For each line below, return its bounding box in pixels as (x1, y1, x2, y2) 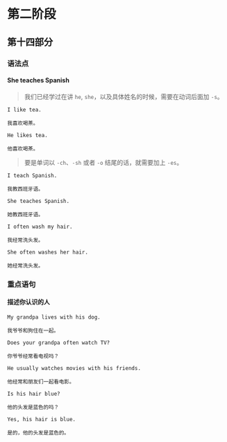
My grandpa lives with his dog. (7, 313, 101, 321)
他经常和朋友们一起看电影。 (7, 378, 75, 385)
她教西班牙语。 (7, 211, 44, 218)
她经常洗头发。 (7, 262, 44, 269)
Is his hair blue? (7, 390, 60, 397)
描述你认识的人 (7, 298, 50, 306)
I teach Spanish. (7, 172, 58, 179)
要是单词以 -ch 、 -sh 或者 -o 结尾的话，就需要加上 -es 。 (24, 158, 183, 166)
